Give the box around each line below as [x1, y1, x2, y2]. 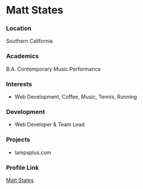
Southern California [6, 37, 53, 44]
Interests [6, 80, 32, 88]
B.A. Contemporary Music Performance [6, 65, 101, 72]
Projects [6, 135, 30, 143]
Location [6, 24, 32, 33]
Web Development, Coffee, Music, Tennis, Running [14, 93, 137, 100]
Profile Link [6, 163, 39, 171]
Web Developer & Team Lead [14, 121, 85, 128]
